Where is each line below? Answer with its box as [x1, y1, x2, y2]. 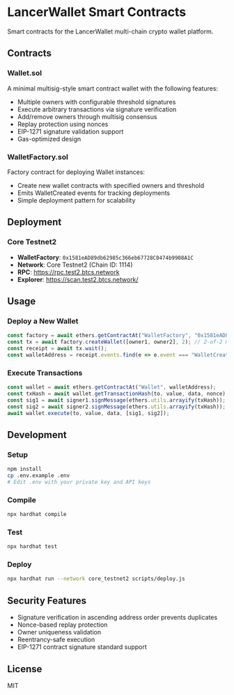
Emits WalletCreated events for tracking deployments [17, 189, 171, 197]
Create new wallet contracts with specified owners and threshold [17, 181, 205, 189]
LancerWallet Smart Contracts [7, 4, 187, 20]
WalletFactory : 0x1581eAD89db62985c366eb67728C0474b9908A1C [17, 253, 194, 261]
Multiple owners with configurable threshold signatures [17, 97, 176, 106]
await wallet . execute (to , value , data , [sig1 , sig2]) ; [7, 409, 170, 416]
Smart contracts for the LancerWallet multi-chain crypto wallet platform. [7, 27, 214, 36]
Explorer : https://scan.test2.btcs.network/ [17, 275, 139, 283]
